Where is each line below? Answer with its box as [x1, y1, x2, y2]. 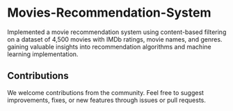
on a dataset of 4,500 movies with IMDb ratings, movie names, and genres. [7, 35, 223, 43]
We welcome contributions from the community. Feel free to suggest [7, 88, 204, 96]
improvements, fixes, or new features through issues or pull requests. [7, 96, 207, 104]
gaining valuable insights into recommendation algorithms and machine [7, 42, 211, 51]
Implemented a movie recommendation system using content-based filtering [7, 28, 227, 36]
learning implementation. [7, 50, 79, 58]
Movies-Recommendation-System [7, 5, 211, 21]
